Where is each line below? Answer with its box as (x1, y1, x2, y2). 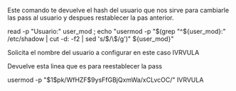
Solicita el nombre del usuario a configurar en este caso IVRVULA (7, 49, 200, 56)
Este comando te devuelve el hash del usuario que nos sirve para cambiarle (7, 6, 230, 14)
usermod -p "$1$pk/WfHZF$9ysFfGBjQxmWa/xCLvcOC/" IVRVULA (7, 75, 204, 84)
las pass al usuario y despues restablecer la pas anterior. (7, 13, 174, 22)
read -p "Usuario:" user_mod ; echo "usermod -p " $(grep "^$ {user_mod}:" (7, 28, 226, 35)
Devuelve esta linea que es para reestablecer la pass (7, 62, 162, 70)
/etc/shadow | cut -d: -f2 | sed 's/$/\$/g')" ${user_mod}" (7, 35, 174, 43)
